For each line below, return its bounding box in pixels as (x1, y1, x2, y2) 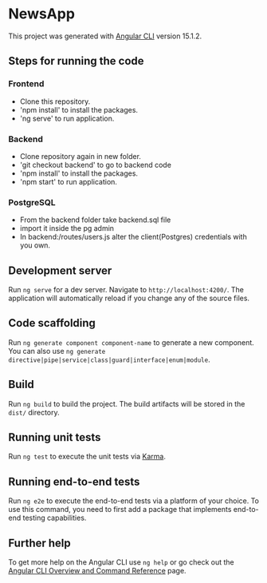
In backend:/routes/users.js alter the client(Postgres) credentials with (19, 232, 247, 242)
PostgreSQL (8, 196, 56, 208)
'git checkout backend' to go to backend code (19, 160, 171, 169)
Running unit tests (8, 430, 101, 444)
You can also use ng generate (8, 346, 106, 355)
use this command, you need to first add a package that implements (8, 505, 232, 514)
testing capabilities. (22, 513, 87, 523)
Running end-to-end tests (8, 474, 140, 488)
